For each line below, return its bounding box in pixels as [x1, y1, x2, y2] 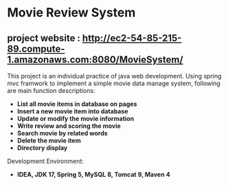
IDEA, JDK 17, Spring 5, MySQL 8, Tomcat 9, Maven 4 [16, 171, 170, 178]
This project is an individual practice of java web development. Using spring [7, 72, 222, 80]
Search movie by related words [16, 129, 108, 137]
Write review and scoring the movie [16, 122, 122, 130]
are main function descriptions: [7, 87, 95, 94]
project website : [7, 32, 81, 44]
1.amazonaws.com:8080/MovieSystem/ [7, 54, 183, 65]
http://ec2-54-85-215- [82, 32, 182, 44]
